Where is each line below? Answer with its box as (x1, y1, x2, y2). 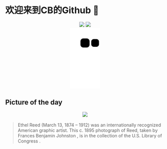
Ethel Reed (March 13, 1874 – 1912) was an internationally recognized (17, 122, 161, 128)
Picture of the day (5, 98, 63, 107)
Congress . (17, 138, 41, 144)
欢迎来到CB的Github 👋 (5, 5, 99, 16)
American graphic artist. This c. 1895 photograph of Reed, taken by (17, 127, 158, 133)
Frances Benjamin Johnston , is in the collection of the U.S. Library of (17, 132, 162, 138)
